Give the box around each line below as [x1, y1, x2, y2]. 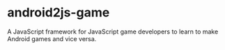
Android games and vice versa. [7, 34, 97, 42]
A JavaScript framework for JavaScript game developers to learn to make [7, 27, 219, 36]
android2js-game [7, 5, 110, 21]
